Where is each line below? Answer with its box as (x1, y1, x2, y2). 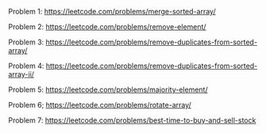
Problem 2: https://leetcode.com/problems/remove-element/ (8, 22, 206, 31)
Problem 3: (8, 37, 44, 47)
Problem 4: (8, 61, 44, 70)
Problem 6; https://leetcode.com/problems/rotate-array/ (8, 101, 192, 109)
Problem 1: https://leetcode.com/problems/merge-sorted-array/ (8, 7, 216, 16)
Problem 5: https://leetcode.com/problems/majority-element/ (8, 85, 208, 94)
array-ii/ (8, 70, 34, 78)
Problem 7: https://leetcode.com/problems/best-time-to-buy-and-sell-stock (8, 116, 256, 125)
